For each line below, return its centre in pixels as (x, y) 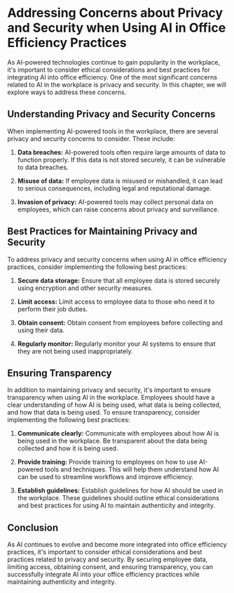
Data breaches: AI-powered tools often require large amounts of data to (122, 152)
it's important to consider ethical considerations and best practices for (109, 70)
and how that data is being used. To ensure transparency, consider (104, 412)
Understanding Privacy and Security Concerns (111, 114)
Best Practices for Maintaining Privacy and (102, 232)
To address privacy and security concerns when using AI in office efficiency (117, 259)
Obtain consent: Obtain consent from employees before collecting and (120, 322)
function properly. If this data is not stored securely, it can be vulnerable (121, 159)
